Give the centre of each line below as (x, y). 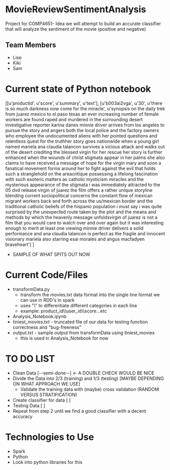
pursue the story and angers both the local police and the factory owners (82, 130)
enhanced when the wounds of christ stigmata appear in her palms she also (85, 158)
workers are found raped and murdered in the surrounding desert (74, 119)
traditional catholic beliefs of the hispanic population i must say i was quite (84, 206)
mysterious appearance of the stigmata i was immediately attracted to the (83, 185)
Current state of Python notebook (78, 89)
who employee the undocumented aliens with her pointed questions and (81, 136)
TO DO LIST (30, 359)
